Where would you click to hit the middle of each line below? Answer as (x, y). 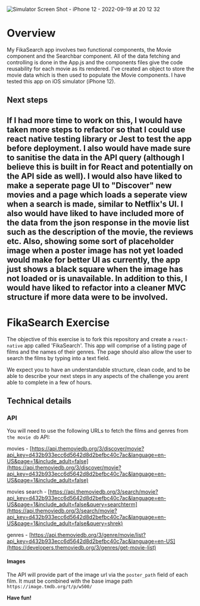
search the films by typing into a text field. (58, 358)
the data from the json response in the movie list (98, 222)
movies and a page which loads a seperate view (97, 194)
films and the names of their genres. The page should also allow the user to (99, 352)
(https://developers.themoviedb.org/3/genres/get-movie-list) (82, 548)
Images (16, 561)
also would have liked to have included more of (95, 213)
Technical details (39, 401)
